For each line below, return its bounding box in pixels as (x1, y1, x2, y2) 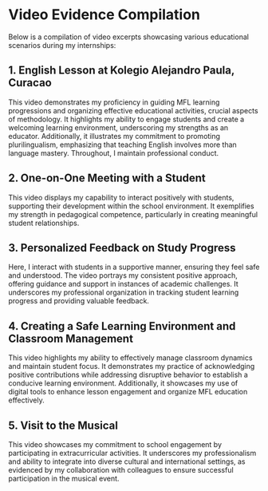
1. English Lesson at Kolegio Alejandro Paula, (8, 64, 235, 77)
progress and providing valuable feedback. (8, 296, 150, 306)
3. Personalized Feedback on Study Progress (8, 241, 237, 255)
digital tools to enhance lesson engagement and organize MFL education (8, 387, 248, 397)
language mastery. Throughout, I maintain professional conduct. (8, 148, 219, 157)
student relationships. (8, 218, 80, 228)
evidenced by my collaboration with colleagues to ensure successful (8, 465, 234, 474)
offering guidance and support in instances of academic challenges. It (8, 279, 239, 289)
